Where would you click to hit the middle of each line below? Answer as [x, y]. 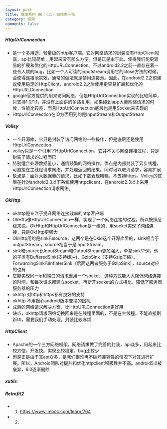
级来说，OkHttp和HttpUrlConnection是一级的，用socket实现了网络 [81, 226]
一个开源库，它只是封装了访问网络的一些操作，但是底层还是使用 [78, 139]
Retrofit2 [14, 394]
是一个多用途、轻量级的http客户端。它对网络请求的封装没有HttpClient [84, 53]
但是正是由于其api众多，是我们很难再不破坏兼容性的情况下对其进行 [81, 357]
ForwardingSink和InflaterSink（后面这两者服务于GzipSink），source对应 [86, 263]
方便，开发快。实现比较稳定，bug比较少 [58, 351]
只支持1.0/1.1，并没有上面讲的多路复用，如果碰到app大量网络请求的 [81, 102]
